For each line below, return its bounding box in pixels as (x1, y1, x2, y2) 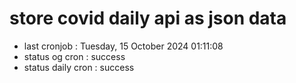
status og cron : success (23, 50, 126, 62)
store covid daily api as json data (9, 7, 287, 30)
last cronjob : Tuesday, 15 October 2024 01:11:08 (23, 40, 224, 52)
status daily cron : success (23, 61, 135, 73)
